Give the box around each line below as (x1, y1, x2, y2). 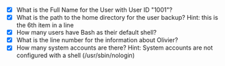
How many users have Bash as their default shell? (16, 29, 157, 37)
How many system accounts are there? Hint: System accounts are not (16, 44, 213, 52)
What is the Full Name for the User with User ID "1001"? (16, 6, 172, 14)
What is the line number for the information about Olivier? (16, 36, 178, 44)
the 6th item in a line (16, 21, 75, 29)
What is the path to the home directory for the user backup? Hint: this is (16, 14, 218, 22)
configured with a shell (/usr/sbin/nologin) (16, 51, 135, 60)
